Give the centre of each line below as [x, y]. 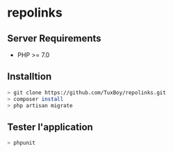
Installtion [30, 76]
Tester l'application [50, 127]
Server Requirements [55, 38]
